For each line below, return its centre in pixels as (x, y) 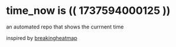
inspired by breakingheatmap (42, 38)
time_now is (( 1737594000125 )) (88, 11)
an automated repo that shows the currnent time (65, 27)
